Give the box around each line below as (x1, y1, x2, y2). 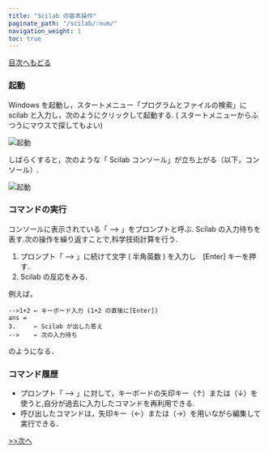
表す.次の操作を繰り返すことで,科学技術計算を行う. (8, 234, 178, 244)
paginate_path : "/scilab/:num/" (8, 19, 117, 28)
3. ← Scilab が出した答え (8, 322, 103, 331)
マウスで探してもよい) (29, 120, 103, 130)
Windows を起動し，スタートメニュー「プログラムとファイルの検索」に (8, 100, 247, 109)
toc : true (8, 34, 42, 43)
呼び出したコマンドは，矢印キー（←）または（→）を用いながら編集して (19, 408, 262, 418)
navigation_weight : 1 (8, 27, 82, 35)
